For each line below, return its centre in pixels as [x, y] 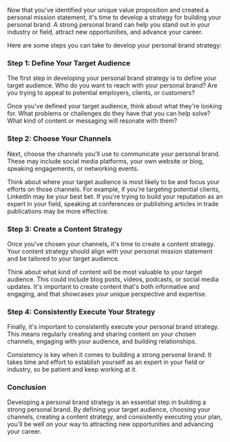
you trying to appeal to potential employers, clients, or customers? [101, 93]
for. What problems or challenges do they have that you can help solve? [109, 114]
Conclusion [27, 388]
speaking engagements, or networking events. [73, 168]
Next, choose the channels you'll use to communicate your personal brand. [114, 154]
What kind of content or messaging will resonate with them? [92, 121]
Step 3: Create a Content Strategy [65, 229]
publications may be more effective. [58, 211]
